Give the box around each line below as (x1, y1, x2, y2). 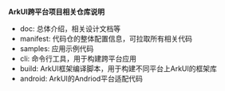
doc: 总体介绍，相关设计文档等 (19, 24, 121, 34)
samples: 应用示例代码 (19, 44, 94, 53)
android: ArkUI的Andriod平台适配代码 (19, 74, 144, 83)
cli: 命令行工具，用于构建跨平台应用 (19, 54, 137, 63)
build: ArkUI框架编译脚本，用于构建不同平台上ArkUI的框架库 (19, 64, 217, 73)
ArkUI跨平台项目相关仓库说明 (8, 7, 105, 16)
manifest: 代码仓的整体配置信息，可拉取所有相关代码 (19, 34, 193, 43)
